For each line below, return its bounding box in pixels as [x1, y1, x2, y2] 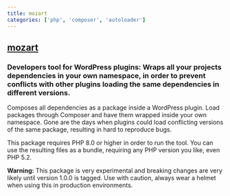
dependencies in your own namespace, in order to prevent [7, 71, 206, 80]
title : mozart [7, 10, 48, 17]
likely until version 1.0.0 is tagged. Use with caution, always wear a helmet [7, 174, 216, 182]
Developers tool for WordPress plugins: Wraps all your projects [7, 62, 222, 72]
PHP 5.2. [7, 154, 32, 162]
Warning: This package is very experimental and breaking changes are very [7, 167, 223, 175]
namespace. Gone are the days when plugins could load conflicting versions [7, 118, 224, 127]
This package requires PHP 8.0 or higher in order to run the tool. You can [7, 138, 214, 147]
